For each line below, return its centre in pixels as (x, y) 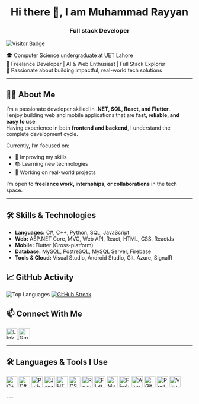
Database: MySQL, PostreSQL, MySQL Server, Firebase (83, 251)
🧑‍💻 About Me (31, 94)
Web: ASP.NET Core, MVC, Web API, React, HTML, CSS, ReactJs (94, 239)
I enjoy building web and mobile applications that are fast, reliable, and (93, 115)
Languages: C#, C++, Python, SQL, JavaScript (72, 233)
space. (15, 190)
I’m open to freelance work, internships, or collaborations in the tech (92, 184)
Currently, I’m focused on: (38, 146)
